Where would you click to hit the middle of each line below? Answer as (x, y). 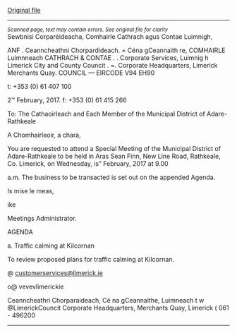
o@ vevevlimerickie (36, 286)
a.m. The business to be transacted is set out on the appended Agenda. (111, 177)
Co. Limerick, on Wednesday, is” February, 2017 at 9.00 (88, 164)
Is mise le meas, (31, 191)
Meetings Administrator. (42, 218)
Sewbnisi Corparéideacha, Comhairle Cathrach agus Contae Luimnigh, (110, 37)
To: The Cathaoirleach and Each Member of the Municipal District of (107, 114)
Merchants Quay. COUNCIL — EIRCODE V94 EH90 (81, 73)
